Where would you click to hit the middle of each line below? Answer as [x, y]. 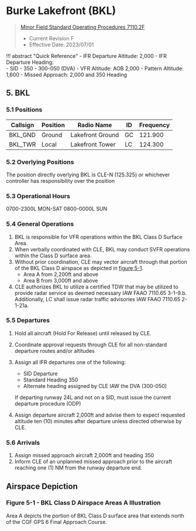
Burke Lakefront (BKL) [61, 11]
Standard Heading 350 [51, 380]
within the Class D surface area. [53, 256]
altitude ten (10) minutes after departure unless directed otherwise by [98, 421]
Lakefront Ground [95, 135]
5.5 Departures [28, 321]
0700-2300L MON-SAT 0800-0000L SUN [57, 209]
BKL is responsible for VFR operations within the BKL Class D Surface [98, 237]
